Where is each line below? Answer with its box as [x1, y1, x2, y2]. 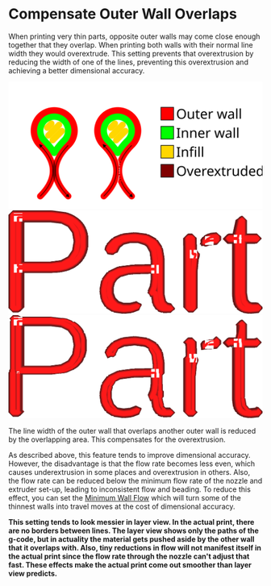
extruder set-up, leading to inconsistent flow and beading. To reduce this [8, 484, 252, 494]
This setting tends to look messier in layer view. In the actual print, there [8, 517, 255, 526]
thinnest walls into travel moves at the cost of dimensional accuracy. [8, 501, 236, 511]
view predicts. [8, 568, 58, 578]
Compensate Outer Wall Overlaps [8, 5, 238, 23]
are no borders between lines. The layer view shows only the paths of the [8, 526, 260, 535]
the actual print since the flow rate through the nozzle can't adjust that [8, 551, 250, 561]
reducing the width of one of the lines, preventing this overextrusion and [8, 57, 248, 67]
